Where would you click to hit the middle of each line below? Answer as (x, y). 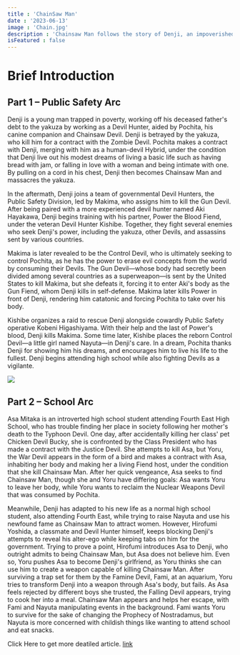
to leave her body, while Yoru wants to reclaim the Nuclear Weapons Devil (116, 487)
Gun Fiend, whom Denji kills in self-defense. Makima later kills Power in (112, 291)
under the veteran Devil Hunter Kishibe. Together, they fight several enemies (120, 224)
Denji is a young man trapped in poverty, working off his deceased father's (117, 119)
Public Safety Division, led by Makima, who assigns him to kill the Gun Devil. (119, 201)
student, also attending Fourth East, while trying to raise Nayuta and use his (119, 516)
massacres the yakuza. (41, 180)
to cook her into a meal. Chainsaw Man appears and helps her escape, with (118, 599)
